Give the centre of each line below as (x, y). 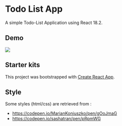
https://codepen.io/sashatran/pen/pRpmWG (57, 119)
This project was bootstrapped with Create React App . (60, 76)
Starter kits (23, 65)
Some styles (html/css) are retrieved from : (48, 104)
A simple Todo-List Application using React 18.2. (54, 23)
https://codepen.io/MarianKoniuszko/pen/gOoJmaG (65, 113)
